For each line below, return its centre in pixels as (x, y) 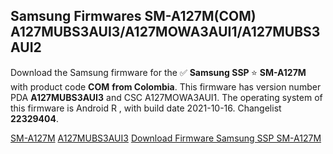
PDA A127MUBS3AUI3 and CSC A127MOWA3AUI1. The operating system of (166, 97)
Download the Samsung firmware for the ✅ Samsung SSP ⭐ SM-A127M (158, 72)
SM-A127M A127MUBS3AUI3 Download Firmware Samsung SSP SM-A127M (166, 138)
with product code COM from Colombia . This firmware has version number (166, 86)
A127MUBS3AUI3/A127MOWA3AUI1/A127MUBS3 (165, 32)
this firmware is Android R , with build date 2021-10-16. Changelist (146, 108)
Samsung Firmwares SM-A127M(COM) (133, 16)
